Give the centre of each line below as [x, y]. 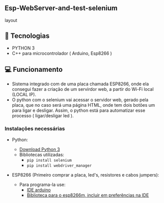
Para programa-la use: [42, 185]
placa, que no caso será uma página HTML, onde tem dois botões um [83, 105]
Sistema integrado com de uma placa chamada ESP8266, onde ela [80, 84]
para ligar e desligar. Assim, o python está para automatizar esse [79, 110]
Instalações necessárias [35, 129]
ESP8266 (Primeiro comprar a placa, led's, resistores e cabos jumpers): [85, 175]
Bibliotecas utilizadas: [42, 155]
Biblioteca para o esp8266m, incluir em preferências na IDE [88, 195]
